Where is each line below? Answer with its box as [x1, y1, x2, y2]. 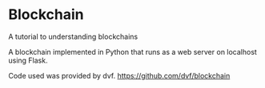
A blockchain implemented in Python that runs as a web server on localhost [8, 47, 258, 56]
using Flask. [8, 55, 48, 65]
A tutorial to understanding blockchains [8, 32, 139, 41]
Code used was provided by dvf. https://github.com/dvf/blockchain [8, 71, 231, 80]
